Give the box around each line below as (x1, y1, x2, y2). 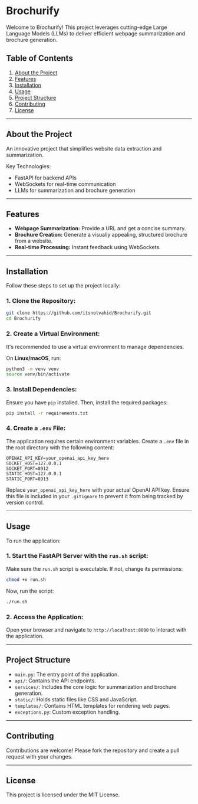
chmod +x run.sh (6, 577, 46, 583)
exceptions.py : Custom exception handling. (14, 708, 120, 715)
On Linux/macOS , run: (6, 354, 61, 361)
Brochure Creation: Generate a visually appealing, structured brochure (14, 231, 187, 238)
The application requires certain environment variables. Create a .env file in (6, 437, 189, 445)
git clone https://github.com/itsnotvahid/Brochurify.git (6, 310, 151, 316)
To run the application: (6, 537, 61, 544)
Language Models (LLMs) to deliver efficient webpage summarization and (6, 30, 186, 37)
